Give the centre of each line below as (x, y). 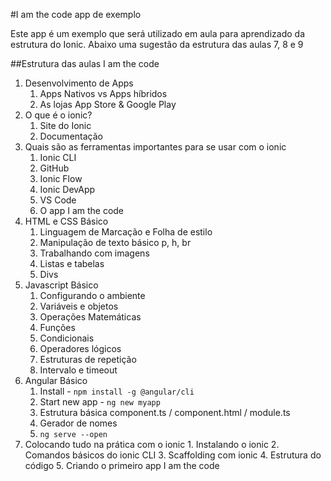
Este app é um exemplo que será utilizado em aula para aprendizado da (157, 33)
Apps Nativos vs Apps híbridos (103, 93)
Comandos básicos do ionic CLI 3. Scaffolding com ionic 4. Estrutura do (173, 455)
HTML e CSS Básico (66, 221)
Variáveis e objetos (79, 306)
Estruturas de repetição (88, 359)
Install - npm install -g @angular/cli (117, 391)
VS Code (58, 200)
